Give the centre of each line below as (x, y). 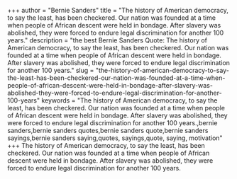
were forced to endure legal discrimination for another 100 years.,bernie (112, 123)
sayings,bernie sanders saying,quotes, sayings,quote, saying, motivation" (115, 138)
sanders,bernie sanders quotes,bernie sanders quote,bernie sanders (108, 131)
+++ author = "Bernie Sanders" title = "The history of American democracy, (118, 10)
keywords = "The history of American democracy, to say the (129, 100)
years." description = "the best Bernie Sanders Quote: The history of (108, 40)
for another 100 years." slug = (51, 70)
